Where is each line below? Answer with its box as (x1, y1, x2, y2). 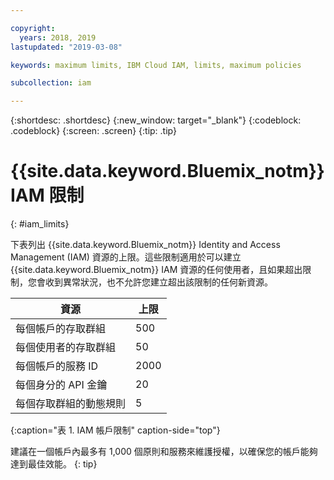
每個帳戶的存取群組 (15, 322, 107, 336)
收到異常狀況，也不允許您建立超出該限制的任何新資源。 (44, 276, 273, 288)
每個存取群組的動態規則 (15, 397, 127, 411)
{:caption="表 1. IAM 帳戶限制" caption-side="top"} (10, 424, 221, 436)
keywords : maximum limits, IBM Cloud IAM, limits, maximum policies (10, 60, 302, 70)
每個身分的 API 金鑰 (15, 378, 108, 392)
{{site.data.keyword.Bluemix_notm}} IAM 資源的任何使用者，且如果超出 (10, 264, 303, 276)
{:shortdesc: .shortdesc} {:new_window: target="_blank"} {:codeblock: (10, 114, 302, 126)
